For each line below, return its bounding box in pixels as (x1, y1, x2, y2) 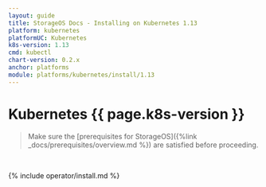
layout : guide (8, 11, 56, 20)
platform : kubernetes (8, 26, 80, 34)
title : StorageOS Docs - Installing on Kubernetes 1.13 (8, 19, 198, 27)
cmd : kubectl (8, 49, 52, 56)
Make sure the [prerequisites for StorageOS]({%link (27, 131, 198, 141)
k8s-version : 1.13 (8, 41, 69, 49)
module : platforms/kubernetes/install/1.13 (8, 71, 155, 79)
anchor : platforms (8, 64, 69, 72)
